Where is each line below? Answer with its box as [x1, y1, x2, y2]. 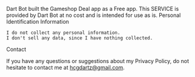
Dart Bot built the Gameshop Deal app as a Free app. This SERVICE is [6, 5, 179, 12]
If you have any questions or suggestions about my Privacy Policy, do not [6, 58, 190, 64]
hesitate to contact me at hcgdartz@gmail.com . [6, 64, 125, 71]
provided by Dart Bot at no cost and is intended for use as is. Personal [6, 12, 181, 19]
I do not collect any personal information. [6, 30, 121, 36]
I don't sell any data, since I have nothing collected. [6, 35, 153, 41]
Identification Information [6, 18, 70, 25]
